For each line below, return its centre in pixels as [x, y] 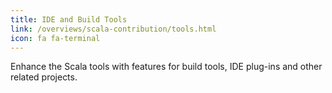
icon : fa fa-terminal [55, 38]
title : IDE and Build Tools [69, 19]
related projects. [44, 77]
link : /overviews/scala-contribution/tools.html [113, 29]
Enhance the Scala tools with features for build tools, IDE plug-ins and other [166, 67]
